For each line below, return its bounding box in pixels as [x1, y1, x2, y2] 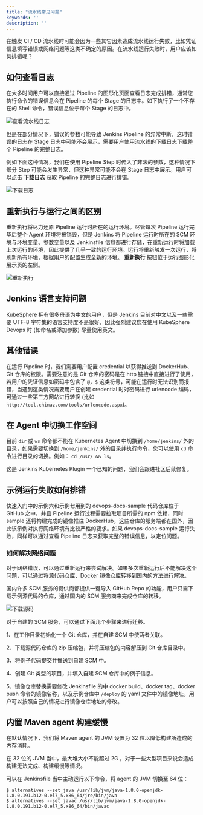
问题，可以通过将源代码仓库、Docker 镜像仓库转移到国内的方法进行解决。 [6, 572, 190, 579]
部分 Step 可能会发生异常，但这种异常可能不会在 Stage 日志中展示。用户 [6, 166, 187, 174]
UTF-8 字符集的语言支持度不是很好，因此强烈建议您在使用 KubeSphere [13, 318, 190, 325]
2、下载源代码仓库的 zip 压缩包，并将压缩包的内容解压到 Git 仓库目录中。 [6, 644, 189, 651]
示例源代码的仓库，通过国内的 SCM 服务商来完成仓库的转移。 [11, 592, 164, 600]
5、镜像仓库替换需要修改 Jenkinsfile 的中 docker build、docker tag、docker [6, 682, 195, 689]
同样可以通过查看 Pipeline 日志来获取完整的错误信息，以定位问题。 [16, 532, 183, 540]
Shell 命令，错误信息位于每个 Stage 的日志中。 [18, 104, 135, 112]
